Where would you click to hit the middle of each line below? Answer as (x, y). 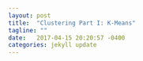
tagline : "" (28, 30)
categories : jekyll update (53, 45)
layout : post (30, 15)
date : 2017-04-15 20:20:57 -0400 (67, 38)
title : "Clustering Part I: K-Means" (72, 23)
